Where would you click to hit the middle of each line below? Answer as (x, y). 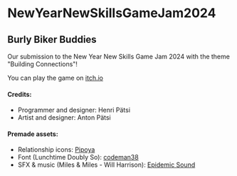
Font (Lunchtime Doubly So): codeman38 (78, 157)
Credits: (20, 94)
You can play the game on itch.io (55, 78)
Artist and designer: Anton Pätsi (64, 118)
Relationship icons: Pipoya (56, 150)
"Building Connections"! (43, 64)
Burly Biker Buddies (52, 40)
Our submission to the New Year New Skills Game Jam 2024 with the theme (118, 56)
